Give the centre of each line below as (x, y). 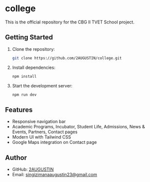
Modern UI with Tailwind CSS (42, 137)
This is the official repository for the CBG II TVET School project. (70, 22)
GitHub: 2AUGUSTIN (33, 169)
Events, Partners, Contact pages (45, 132)
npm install (24, 76)
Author (16, 157)
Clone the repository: (33, 49)
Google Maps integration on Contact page (54, 142)
